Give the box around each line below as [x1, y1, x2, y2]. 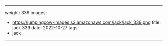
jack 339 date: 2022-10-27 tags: [12, 25, 79, 30]
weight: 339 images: [5, 10, 47, 15]
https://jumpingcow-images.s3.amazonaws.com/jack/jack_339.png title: [12, 19, 161, 25]
